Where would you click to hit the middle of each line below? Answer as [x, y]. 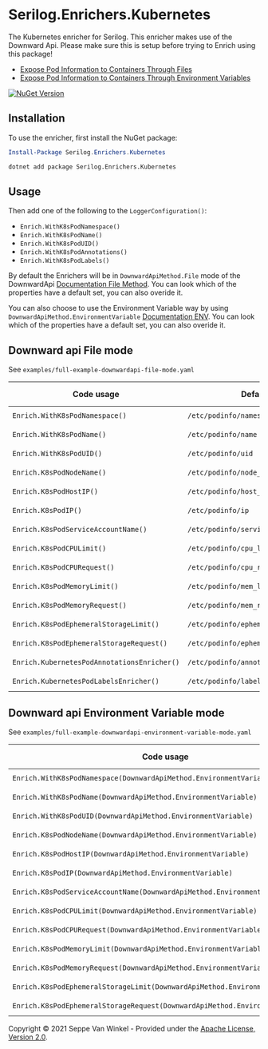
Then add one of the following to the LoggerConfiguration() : [108, 211]
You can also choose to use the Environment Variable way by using [118, 308]
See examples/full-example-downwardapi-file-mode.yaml [101, 370]
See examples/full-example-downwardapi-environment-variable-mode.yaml [130, 732]
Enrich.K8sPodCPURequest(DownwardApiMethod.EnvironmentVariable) [139, 930]
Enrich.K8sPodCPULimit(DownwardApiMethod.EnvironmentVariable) [135, 911]
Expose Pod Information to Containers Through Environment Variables [135, 77]
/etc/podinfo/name [222, 435]
